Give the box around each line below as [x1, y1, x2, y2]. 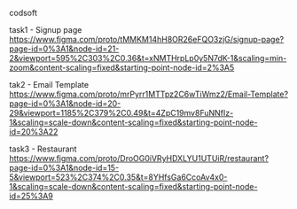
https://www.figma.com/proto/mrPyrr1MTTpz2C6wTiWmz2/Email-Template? [9, 89, 289, 99]
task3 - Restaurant [9, 143, 77, 154]
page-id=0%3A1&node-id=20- [9, 98, 121, 109]
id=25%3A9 [9, 190, 53, 201]
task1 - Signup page [9, 25, 82, 35]
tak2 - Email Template [9, 80, 90, 89]
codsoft [9, 8, 38, 18]
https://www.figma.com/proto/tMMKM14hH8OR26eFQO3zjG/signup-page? [9, 35, 285, 44]
